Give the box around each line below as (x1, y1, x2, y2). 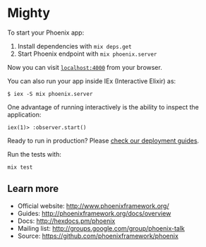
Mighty (7, 5, 51, 21)
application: (7, 110, 42, 119)
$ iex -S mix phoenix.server (7, 90, 93, 97)
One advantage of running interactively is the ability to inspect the (7, 102, 199, 111)
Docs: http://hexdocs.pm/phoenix (17, 217, 116, 225)
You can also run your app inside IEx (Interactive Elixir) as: (7, 76, 176, 85)
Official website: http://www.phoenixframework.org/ (17, 201, 169, 210)
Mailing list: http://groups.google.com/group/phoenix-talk (17, 224, 186, 232)
